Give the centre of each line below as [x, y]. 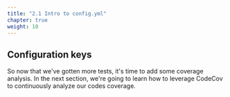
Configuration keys [50, 54]
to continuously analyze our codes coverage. [72, 86]
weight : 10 [23, 26]
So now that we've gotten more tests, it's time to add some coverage [105, 71]
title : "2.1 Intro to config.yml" [57, 14]
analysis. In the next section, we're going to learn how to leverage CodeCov [115, 79]
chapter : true [28, 20]
